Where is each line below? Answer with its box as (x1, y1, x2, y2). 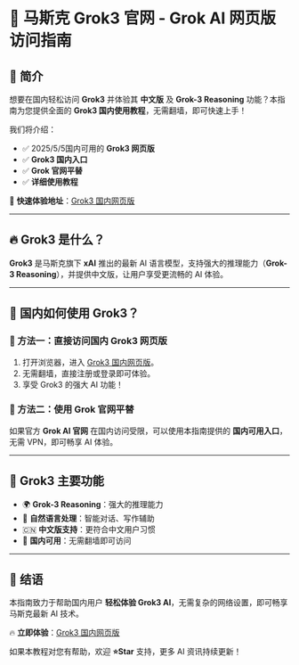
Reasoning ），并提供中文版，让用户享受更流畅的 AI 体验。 (16, 268, 229, 279)
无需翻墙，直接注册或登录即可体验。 (21, 367, 156, 379)
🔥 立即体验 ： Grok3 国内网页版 (9, 628, 120, 638)
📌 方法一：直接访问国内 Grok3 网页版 (9, 335, 167, 348)
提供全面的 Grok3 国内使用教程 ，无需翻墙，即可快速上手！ (32, 105, 247, 116)
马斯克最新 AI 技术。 (9, 608, 85, 620)
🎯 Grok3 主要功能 (9, 473, 105, 488)
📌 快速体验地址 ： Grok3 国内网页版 (9, 195, 135, 206)
